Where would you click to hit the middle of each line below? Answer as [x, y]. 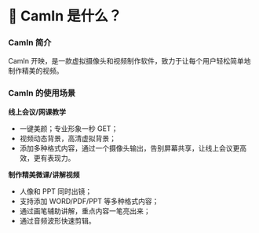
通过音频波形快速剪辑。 [57, 220]
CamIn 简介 [30, 42]
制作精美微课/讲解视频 [44, 174]
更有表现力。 [54, 158]
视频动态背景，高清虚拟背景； [67, 138]
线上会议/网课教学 [37, 111]
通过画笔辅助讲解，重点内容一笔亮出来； [85, 211]
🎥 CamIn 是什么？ [65, 16]
